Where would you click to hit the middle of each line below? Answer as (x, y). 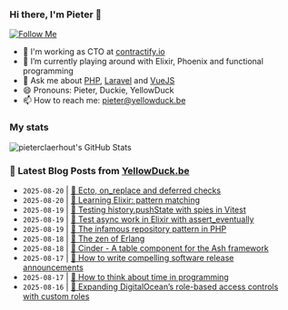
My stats (29, 128)
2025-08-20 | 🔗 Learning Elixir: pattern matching (111, 199)
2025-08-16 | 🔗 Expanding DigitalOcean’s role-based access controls (150, 286)
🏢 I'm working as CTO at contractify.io (94, 52)
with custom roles (56, 296)
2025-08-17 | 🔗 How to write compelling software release (128, 257)
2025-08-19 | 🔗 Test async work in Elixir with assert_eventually (138, 219)
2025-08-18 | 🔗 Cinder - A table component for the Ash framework (146, 247)
